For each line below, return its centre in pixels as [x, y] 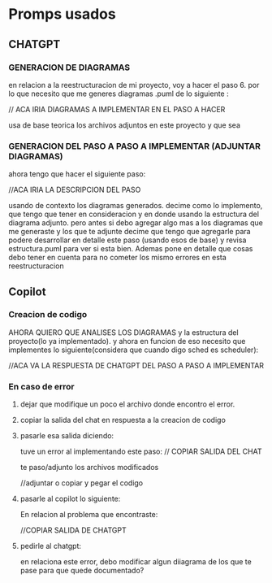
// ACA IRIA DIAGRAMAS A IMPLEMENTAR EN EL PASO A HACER [117, 109]
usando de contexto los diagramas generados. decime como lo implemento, [136, 206]
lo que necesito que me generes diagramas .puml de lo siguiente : [119, 94]
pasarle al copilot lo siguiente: [70, 499]
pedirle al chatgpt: [51, 546]
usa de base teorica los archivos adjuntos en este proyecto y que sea [125, 125]
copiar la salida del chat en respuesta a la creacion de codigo [123, 420]
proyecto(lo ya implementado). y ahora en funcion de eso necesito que [127, 341]
